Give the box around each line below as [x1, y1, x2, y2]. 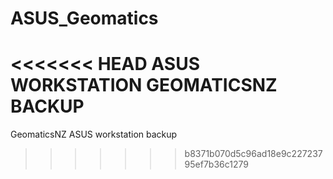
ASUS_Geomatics [10, 7, 159, 30]
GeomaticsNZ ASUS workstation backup [10, 128, 178, 141]
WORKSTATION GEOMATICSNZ [10, 74, 278, 97]
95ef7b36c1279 [184, 158, 249, 171]
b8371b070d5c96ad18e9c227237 [184, 148, 323, 160]
